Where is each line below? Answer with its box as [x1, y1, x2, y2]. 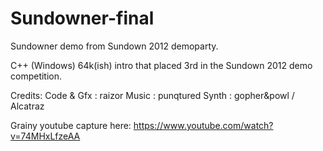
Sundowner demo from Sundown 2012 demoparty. [10, 40, 219, 52]
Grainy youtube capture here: [10, 119, 132, 131]
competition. [10, 70, 63, 82]
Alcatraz [10, 100, 45, 112]
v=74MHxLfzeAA [10, 130, 81, 142]
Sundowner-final [10, 7, 155, 30]
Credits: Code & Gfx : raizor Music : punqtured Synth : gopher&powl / [10, 89, 295, 101]
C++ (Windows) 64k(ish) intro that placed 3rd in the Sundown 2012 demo [10, 59, 313, 71]
